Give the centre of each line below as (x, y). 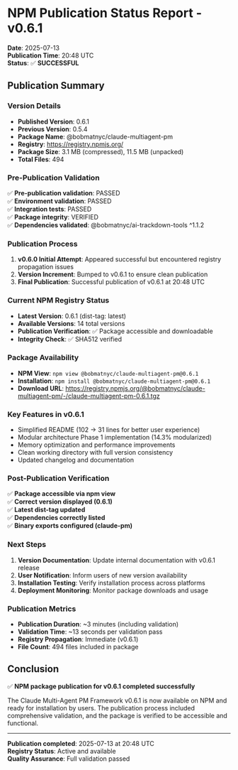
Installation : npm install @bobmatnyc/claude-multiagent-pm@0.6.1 (114, 381)
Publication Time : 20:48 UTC (51, 55)
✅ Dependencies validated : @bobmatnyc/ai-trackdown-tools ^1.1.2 (106, 224)
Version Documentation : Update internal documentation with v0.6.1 (117, 560)
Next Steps (27, 545)
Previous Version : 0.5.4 (52, 129)
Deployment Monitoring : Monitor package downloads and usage (113, 590)
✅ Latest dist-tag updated (46, 510)
